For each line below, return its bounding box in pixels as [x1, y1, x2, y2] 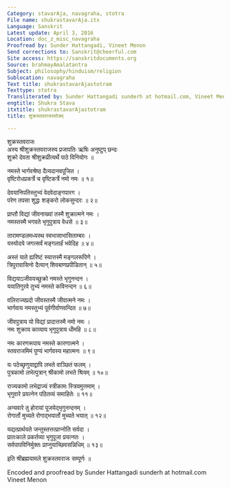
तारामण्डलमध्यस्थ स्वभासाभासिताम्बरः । [7, 231, 91, 240]
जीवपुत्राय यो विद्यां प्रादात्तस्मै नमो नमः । [7, 318, 91, 326]
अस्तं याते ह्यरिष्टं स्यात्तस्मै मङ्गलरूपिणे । [7, 253, 96, 261]
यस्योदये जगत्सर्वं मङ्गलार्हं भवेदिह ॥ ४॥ [7, 239, 94, 247]
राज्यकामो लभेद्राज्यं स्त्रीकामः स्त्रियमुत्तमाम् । [7, 382, 101, 390]
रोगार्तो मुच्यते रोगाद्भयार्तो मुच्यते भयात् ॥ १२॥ [7, 411, 107, 419]
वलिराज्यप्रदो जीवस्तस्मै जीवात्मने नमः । [7, 295, 91, 304]
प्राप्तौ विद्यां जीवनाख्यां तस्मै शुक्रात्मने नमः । [7, 209, 100, 218]
